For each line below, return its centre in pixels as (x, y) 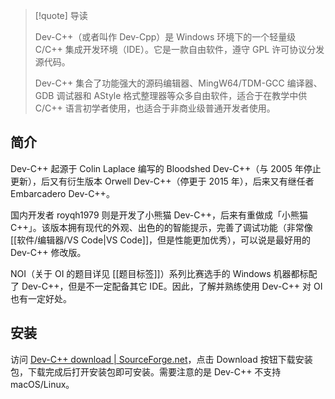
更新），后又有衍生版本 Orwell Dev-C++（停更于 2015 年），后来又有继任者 (162, 181)
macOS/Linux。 (42, 384)
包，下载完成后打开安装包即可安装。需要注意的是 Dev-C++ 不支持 (146, 371)
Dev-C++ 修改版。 (48, 252)
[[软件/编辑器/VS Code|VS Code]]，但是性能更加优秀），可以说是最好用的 (161, 240)
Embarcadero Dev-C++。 (62, 193)
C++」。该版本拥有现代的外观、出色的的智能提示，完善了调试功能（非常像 (161, 227)
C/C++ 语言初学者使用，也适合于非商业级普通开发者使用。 (155, 108)
